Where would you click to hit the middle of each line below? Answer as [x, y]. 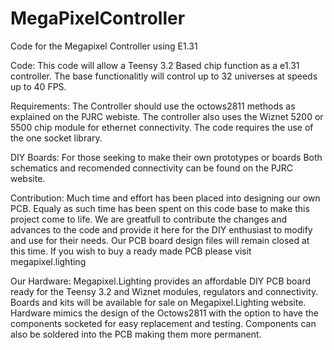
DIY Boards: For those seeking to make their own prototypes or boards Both [166, 157]
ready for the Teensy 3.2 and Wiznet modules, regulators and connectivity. [164, 291]
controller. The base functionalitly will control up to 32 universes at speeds [164, 76]
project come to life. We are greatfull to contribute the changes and [149, 219]
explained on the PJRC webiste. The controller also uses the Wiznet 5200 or [167, 116]
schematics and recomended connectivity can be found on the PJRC [151, 168]
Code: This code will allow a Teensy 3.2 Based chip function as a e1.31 [155, 65]
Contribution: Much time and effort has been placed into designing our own [165, 198]
